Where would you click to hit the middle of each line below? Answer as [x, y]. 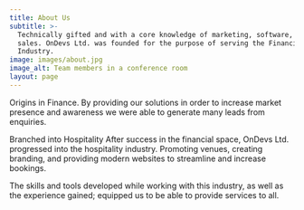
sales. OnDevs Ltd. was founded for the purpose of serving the [141, 43]
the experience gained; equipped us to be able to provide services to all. [144, 195]
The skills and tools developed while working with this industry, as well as [147, 186]
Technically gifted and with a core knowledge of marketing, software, [156, 34]
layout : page [34, 77]
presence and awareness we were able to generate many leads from [137, 112]
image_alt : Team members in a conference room [99, 69]
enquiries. [28, 121]
